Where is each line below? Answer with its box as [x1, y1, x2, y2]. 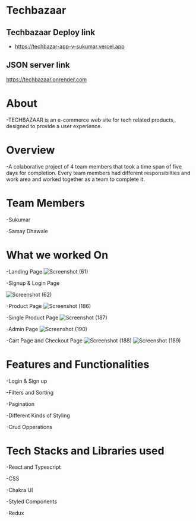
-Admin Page [6, 325, 39, 332]
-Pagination [6, 400, 34, 407]
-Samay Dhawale [6, 227, 49, 234]
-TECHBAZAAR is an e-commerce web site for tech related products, [6, 116, 175, 123]
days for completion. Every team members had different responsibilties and [6, 169, 191, 176]
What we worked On [6, 248, 109, 262]
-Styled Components [6, 498, 58, 505]
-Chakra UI [6, 487, 33, 494]
